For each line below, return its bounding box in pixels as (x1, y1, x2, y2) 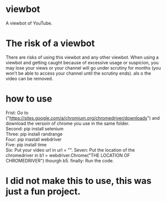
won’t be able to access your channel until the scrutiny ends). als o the (5, 70, 151, 76)
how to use (5, 93, 52, 105)
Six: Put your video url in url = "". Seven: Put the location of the (5, 147, 135, 153)
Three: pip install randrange (5, 131, 63, 137)
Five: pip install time (5, 141, 47, 147)
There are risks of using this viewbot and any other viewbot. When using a (5, 54, 159, 60)
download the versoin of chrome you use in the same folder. (5, 120, 129, 126)
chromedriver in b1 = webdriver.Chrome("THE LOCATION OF (5, 152, 130, 158)
